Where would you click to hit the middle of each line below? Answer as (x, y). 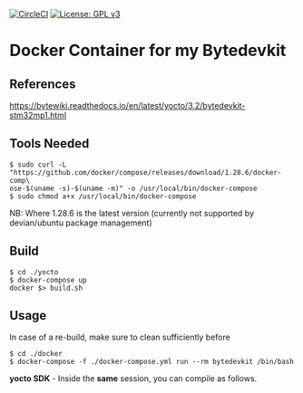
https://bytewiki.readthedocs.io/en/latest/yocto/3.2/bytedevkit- (127, 105)
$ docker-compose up (49, 280)
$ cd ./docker (36, 354)
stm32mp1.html (38, 115)
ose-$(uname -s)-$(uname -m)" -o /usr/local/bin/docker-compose (133, 188)
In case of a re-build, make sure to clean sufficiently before (120, 337)
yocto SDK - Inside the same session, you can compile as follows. (133, 379)
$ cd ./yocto (34, 272)
